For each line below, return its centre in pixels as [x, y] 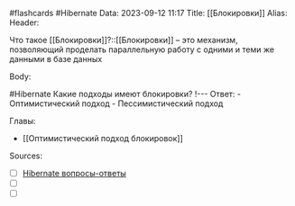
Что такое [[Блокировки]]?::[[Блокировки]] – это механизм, [124, 40]
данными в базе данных [56, 59]
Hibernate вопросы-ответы [74, 173]
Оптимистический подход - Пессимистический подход [116, 103]
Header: [24, 22]
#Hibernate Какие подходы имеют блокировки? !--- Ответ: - [125, 94]
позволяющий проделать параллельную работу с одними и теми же [142, 49]
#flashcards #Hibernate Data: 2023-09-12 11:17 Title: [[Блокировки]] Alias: [148, 13]
